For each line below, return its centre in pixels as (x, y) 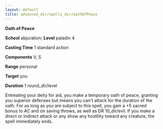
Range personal (21, 66)
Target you (16, 76)
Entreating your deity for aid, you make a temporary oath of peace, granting (81, 95)
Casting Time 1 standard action (37, 47)
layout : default (22, 10)
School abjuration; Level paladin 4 (40, 38)
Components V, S (23, 57)
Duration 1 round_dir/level (31, 85)
